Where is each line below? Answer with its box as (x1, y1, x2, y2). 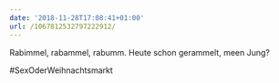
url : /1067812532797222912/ (9, 22, 117, 31)
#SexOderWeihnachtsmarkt (9, 65, 114, 76)
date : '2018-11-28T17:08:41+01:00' (9, 13, 145, 23)
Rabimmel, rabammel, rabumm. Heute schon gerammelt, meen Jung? (9, 47, 271, 57)
